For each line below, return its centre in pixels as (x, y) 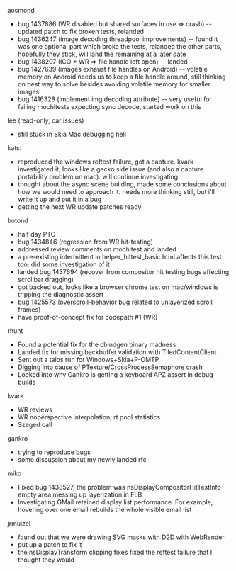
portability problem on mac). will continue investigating (98, 177)
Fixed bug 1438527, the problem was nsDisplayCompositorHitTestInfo (119, 487)
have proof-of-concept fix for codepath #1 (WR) (88, 317)
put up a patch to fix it (50, 544)
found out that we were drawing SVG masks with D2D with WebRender (121, 537)
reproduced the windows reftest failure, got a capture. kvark (105, 162)
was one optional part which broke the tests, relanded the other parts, (119, 46)
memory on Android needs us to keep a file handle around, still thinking (122, 77)
